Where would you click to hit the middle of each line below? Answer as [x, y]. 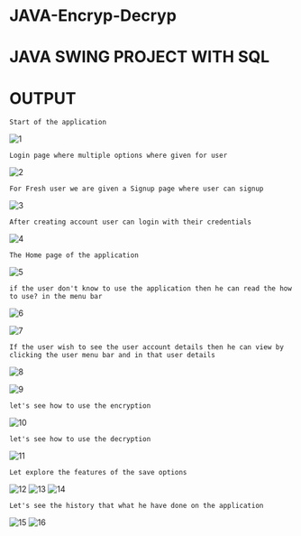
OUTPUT [43, 98]
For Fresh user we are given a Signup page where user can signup [137, 189]
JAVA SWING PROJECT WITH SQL [140, 57]
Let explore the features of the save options [98, 473]
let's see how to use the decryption [80, 439]
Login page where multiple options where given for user [119, 156]
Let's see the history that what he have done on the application [137, 506]
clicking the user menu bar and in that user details [113, 356]
